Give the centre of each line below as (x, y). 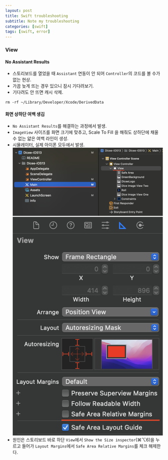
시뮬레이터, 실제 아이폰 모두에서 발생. (48, 145)
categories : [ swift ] (27, 27)
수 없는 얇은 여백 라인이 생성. (40, 139)
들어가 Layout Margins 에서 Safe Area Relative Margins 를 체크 (84, 446)
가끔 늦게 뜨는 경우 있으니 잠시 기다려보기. (53, 86)
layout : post (19, 11)
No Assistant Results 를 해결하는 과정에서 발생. (59, 126)
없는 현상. (22, 80)
